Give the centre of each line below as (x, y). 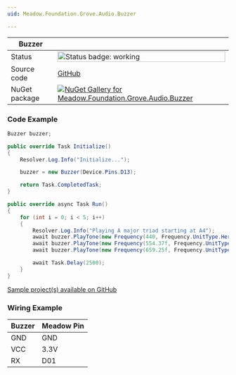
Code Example (33, 119)
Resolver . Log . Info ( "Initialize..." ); (75, 159)
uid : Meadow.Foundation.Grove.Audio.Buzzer (72, 14)
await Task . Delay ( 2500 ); (69, 263)
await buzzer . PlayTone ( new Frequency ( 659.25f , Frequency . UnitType (132, 250)
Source (23, 69)
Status (21, 56)
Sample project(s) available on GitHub (62, 289)
